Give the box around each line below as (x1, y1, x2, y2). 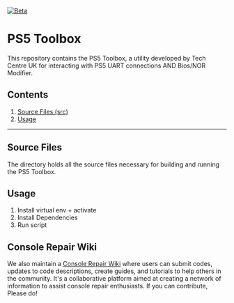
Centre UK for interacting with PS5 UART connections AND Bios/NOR (7, 61, 206, 70)
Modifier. (7, 68, 33, 77)
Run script (17, 221, 47, 229)
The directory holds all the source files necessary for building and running (7, 160, 220, 169)
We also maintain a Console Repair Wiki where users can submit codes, (7, 260, 212, 268)
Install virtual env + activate (17, 206, 97, 215)
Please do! (7, 289, 38, 297)
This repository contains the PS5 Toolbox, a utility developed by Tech (7, 54, 207, 62)
